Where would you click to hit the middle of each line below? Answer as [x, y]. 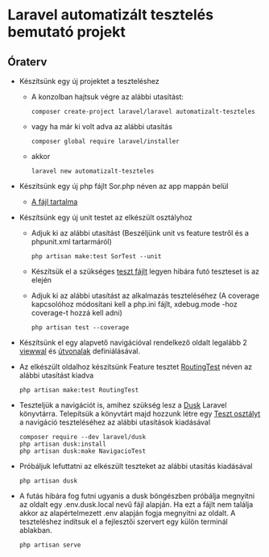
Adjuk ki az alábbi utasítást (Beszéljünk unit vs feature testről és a [140, 233]
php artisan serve [50, 545]
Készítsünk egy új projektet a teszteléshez [89, 81]
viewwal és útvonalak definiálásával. [79, 351]
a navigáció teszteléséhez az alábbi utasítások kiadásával [115, 422]
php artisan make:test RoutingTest [79, 390]
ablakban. [36, 530]
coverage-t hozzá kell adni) [77, 313]
